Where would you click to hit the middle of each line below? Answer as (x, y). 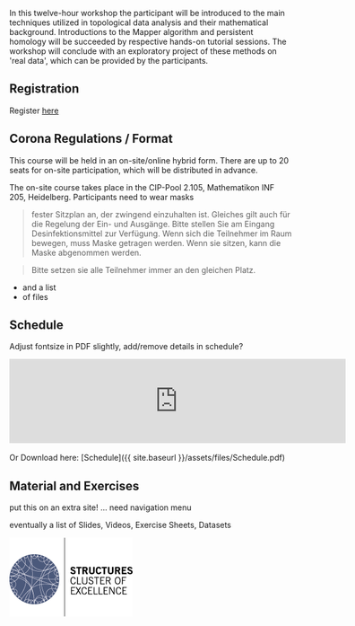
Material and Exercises (74, 485)
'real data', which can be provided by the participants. (109, 61)
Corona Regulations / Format (91, 139)
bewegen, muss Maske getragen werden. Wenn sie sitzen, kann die (156, 242)
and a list (39, 287)
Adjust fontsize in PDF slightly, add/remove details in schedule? (126, 347)
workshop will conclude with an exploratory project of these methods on (143, 51)
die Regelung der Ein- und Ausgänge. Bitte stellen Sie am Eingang (153, 224)
